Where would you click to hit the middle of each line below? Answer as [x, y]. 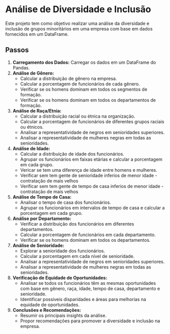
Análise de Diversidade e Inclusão [78, 9]
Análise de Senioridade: [38, 245]
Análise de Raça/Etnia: [37, 110]
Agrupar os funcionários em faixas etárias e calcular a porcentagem [91, 159]
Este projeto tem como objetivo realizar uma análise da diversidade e [77, 23]
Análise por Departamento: [42, 218]
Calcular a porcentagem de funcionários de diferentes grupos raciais [92, 121]
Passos [17, 50]
